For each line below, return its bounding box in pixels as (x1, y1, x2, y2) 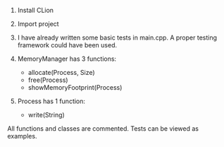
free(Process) (27, 76, 68, 84)
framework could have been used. (17, 41, 118, 49)
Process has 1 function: (17, 97, 86, 105)
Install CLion (17, 6, 54, 14)
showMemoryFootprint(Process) (27, 83, 123, 91)
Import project (17, 20, 59, 28)
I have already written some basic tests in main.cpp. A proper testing (17, 33, 217, 42)
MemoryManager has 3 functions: (17, 54, 117, 63)
